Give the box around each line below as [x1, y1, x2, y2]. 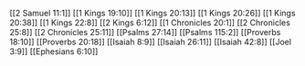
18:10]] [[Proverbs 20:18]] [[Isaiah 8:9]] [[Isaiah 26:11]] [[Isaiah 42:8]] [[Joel [9, 36, 292, 47]
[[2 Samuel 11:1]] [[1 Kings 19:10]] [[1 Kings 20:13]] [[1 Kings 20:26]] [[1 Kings [9, 8, 296, 18]
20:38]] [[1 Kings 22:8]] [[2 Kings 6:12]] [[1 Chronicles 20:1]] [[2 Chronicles [9, 17, 290, 28]
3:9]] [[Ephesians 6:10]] [9, 46, 99, 57]
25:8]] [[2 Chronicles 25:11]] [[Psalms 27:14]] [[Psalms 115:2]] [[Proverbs [9, 27, 281, 37]
